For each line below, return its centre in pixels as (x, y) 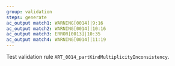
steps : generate (26, 17)
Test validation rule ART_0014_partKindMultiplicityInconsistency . (88, 57)
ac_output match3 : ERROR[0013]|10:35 (54, 34)
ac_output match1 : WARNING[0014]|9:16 (55, 23)
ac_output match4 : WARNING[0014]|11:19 (56, 40)
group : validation (29, 12)
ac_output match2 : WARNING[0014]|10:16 (56, 28)
